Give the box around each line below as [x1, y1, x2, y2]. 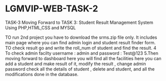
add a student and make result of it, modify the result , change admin [5, 61, 146, 67]
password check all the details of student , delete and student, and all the [5, 66, 155, 72]
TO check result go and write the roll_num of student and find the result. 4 [5, 45, 157, 51]
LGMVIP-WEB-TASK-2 [5, 3, 98, 14]
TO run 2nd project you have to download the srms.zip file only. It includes [5, 34, 158, 40]
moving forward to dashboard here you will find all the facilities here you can [5, 55, 162, 61]
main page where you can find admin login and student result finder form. [5, 39, 156, 45]
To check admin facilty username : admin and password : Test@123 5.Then [5, 50, 159, 56]
